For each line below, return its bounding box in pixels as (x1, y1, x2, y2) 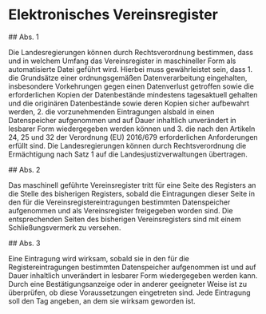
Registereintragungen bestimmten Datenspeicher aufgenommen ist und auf (8, 262, 256, 272)
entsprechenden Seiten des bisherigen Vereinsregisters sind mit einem (8, 214, 241, 224)
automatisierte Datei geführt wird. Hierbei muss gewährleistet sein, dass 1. (8, 64, 253, 74)
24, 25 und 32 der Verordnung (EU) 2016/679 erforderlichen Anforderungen (8, 132, 258, 141)
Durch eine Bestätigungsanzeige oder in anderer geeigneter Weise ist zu (8, 279, 248, 288)
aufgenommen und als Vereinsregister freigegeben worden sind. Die (8, 205, 233, 215)
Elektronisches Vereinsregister (8, 6, 218, 24)
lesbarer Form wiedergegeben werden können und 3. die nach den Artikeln (8, 124, 256, 133)
